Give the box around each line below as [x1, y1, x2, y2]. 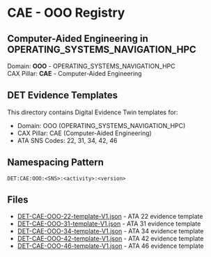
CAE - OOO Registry [7, 5, 125, 21]
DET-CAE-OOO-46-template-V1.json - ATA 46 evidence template [17, 242, 204, 250]
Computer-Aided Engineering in [7, 33, 148, 45]
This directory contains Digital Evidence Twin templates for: [7, 108, 178, 116]
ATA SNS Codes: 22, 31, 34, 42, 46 [17, 136, 118, 144]
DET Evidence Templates [7, 89, 118, 102]
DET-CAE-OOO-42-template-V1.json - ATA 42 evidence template [17, 235, 204, 243]
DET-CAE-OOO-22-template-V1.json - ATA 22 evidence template [17, 212, 203, 221]
